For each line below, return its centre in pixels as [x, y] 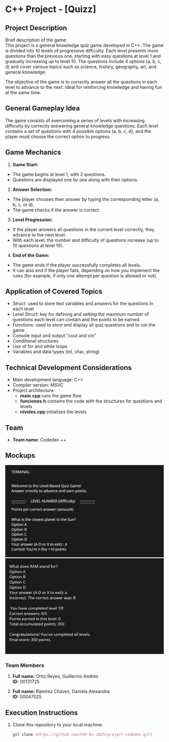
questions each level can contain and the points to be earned [76, 320]
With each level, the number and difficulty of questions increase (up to [86, 240]
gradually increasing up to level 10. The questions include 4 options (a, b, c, [83, 61]
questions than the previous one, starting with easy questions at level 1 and [83, 56]
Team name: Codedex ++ [39, 440]
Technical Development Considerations [68, 367]
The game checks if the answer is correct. [56, 210]
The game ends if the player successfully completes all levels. [77, 265]
